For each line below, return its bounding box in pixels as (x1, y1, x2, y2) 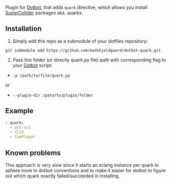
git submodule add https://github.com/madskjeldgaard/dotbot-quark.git (5, 48, 161, 53)
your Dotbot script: (12, 62, 53, 68)
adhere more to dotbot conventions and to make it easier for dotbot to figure (5, 167, 166, 173)
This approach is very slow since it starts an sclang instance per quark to (5, 162, 159, 168)
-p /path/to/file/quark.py (12, 73, 70, 78)
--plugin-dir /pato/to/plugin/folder (12, 93, 93, 98)
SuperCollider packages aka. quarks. (5, 10, 83, 16)
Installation (5, 24, 42, 33)
